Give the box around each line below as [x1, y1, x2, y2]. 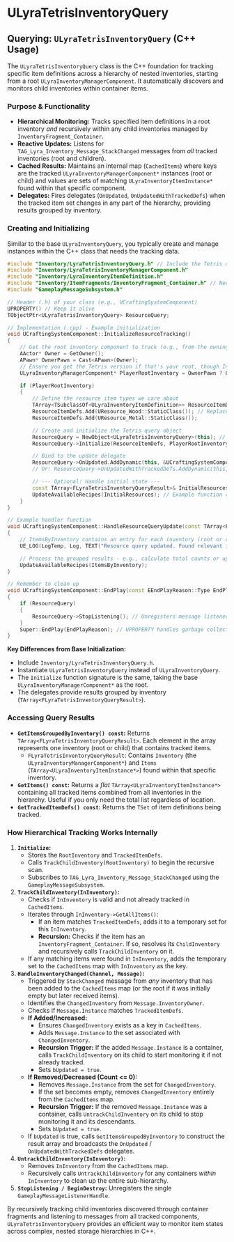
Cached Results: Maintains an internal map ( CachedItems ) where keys [17, 162, 217, 170]
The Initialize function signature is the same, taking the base [17, 674, 198, 682]
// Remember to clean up [7, 580, 79, 588]
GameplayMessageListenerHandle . [17, 1191, 110, 1200]
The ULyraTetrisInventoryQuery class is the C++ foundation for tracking [7, 62, 214, 70]
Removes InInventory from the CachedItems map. [27, 1161, 169, 1170]
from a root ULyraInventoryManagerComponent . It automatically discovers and [7, 77, 224, 85]
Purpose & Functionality [7, 101, 91, 111]
